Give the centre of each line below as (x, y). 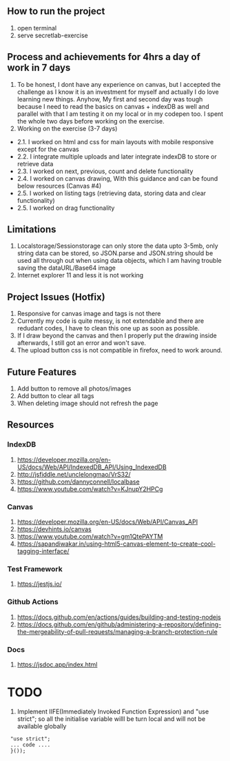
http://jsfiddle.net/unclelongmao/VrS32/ (74, 474)
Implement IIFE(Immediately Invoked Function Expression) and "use (113, 711)
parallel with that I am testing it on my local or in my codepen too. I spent (120, 114)
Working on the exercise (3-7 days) (67, 128)
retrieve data (35, 164)
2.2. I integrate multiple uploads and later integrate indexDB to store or (117, 156)
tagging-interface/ (43, 551)
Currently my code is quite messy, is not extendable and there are (111, 321)
